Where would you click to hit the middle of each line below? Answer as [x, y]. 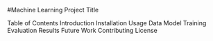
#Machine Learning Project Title [53, 10]
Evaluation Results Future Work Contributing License [83, 30]
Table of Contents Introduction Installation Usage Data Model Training [107, 23]
